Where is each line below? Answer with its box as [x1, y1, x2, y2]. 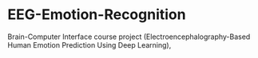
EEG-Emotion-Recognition [7, 6, 186, 24]
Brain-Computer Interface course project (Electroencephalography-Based [7, 32, 251, 41]
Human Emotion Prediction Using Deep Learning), [7, 40, 172, 49]
